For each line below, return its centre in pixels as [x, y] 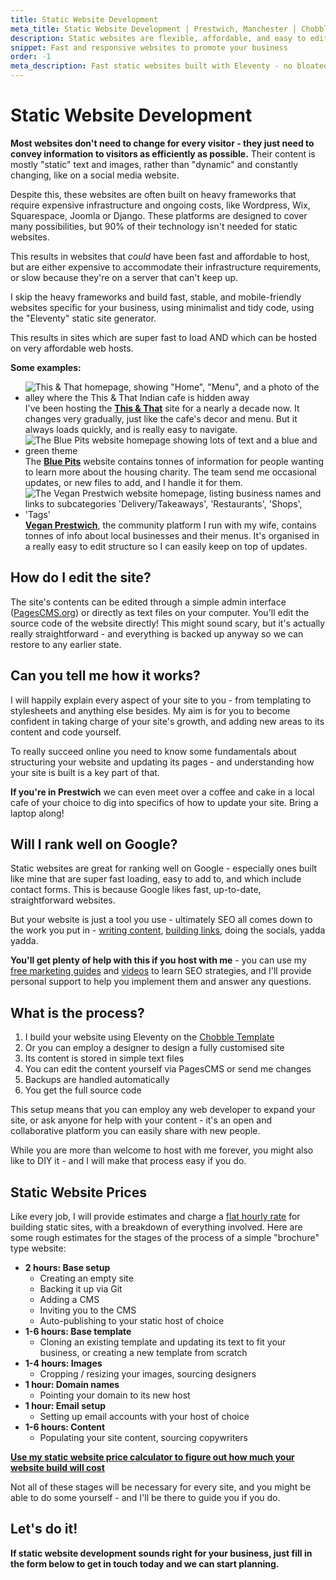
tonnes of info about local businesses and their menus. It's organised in [172, 535]
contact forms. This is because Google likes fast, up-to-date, [136, 890]
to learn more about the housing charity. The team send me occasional [170, 472]
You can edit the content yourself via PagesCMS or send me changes [168, 1069]
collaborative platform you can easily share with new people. [135, 1131]
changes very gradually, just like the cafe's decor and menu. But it [161, 418]
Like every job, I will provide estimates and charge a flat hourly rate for [155, 1216]
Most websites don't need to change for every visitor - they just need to [162, 143]
